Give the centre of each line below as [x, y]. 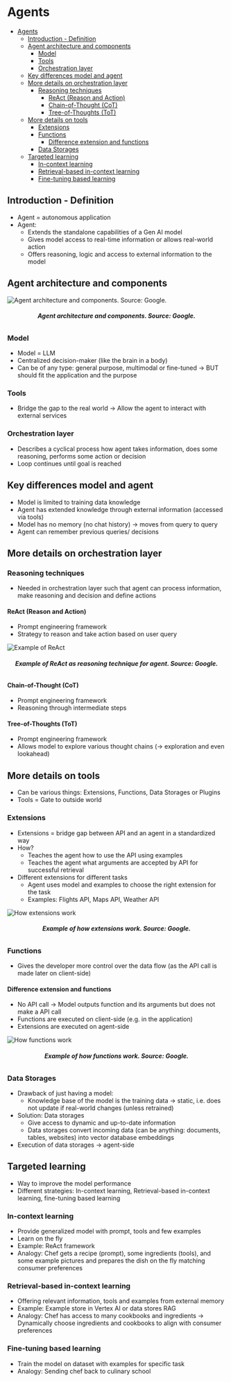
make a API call [39, 1012]
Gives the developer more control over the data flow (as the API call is [117, 966]
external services [42, 416]
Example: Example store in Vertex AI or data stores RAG [96, 1308]
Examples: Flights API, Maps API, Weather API [93, 899]
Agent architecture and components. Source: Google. [117, 316]
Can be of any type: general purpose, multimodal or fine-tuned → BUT [118, 368]
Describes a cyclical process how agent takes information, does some [117, 449]
